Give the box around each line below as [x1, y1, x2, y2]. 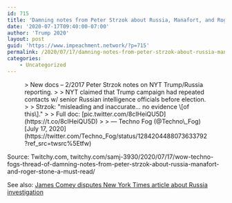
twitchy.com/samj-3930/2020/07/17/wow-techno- [70, 153, 214, 161]
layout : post [7, 36, 45, 43]
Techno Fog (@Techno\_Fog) [118, 117, 202, 125]
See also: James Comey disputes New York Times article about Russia [7, 180, 209, 188]
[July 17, [24, 124, 48, 133]
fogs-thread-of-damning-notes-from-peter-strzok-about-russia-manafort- [7, 159, 220, 168]
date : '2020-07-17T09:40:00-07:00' [7, 23, 110, 30]
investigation [7, 188, 43, 196]
